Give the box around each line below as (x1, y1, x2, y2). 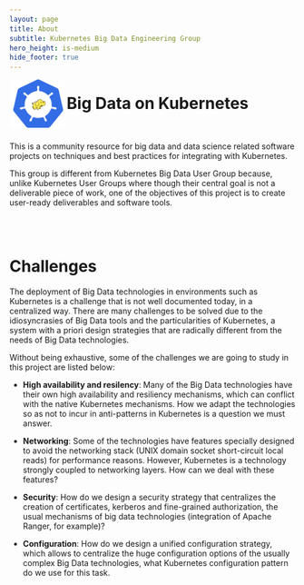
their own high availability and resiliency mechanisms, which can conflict (22, 389, 295, 400)
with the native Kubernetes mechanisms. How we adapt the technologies (22, 399, 296, 409)
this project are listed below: (9, 362, 115, 372)
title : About (9, 24, 59, 34)
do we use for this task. (22, 568, 111, 578)
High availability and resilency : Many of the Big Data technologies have (22, 380, 293, 390)
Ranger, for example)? (22, 521, 106, 531)
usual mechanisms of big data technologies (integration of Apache (22, 511, 272, 521)
